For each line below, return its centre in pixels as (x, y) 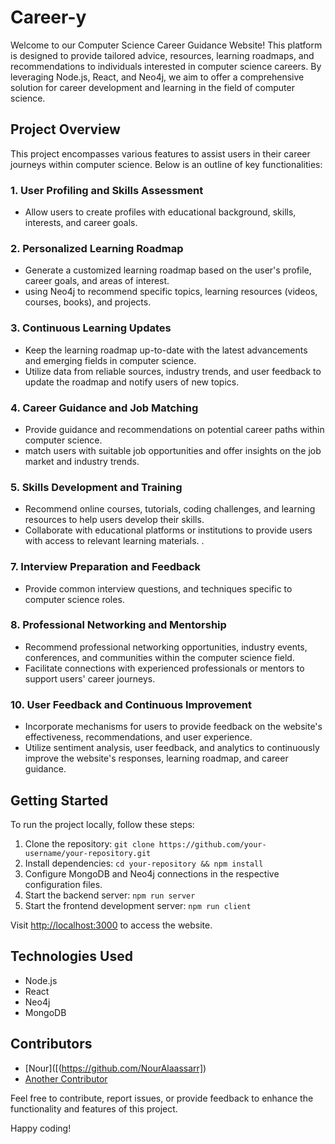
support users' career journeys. (90, 678)
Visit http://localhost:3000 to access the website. (111, 925)
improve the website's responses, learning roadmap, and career (156, 758)
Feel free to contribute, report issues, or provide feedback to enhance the (162, 1098)
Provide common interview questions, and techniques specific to (158, 588)
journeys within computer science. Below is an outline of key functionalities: (166, 164)
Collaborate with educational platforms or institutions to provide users (168, 530)
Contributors (51, 1044)
